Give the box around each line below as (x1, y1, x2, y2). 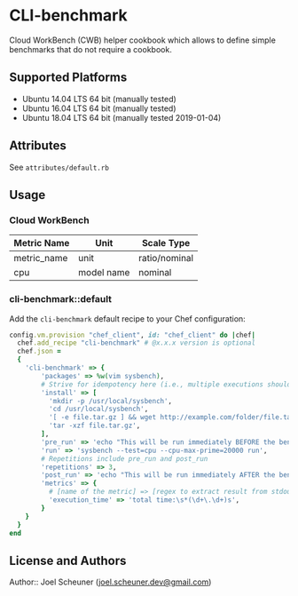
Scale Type (141, 237, 191, 250)
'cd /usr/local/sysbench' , (48, 405, 149, 414)
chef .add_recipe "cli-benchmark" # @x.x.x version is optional (17, 338, 255, 347)
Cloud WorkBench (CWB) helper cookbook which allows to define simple (9, 35, 277, 45)
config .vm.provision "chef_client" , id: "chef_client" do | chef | (9, 330, 255, 339)
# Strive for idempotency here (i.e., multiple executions (41, 379, 264, 389)
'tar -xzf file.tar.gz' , (48, 421, 141, 431)
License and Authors (9, 552, 127, 568)
